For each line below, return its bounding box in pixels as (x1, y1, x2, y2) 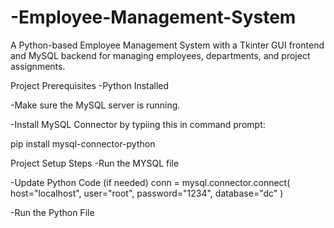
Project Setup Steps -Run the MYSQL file (10, 157, 180, 169)
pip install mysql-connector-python (10, 137, 156, 150)
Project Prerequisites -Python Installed (10, 79, 170, 91)
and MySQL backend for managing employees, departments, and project (10, 49, 311, 61)
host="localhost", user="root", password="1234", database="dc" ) (10, 187, 284, 199)
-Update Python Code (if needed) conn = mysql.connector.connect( (10, 176, 291, 188)
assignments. (10, 60, 66, 72)
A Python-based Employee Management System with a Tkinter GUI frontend (10, 39, 325, 51)
